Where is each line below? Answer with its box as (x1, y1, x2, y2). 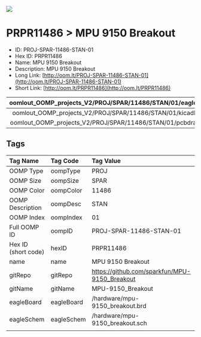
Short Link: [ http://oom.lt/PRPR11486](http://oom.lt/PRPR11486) (14, 84, 171, 91)
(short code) (9, 248, 45, 256)
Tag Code (50, 157, 79, 165)
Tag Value (92, 157, 121, 165)
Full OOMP (9, 222, 39, 231)
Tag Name (9, 157, 39, 165)
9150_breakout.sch (92, 318, 148, 327)
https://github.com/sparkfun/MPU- (92, 267, 191, 275)
